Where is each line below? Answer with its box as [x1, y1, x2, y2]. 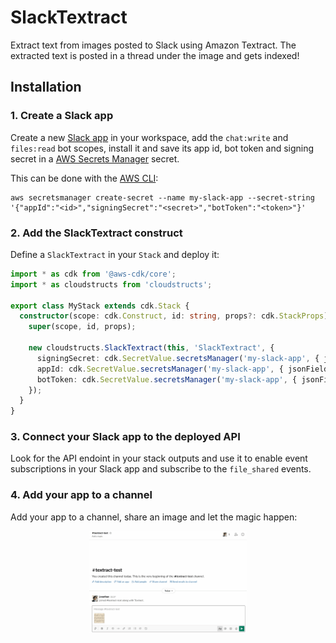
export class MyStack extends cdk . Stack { [10, 301, 190, 311]
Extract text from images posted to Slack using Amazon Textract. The [10, 39, 297, 51]
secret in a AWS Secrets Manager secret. [10, 152, 180, 165]
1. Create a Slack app [10, 109, 114, 123]
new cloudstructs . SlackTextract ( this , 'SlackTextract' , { [28, 343, 275, 353]
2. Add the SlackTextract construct [10, 226, 183, 240]
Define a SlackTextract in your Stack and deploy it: [10, 248, 220, 260]
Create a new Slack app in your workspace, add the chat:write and [10, 131, 289, 143]
